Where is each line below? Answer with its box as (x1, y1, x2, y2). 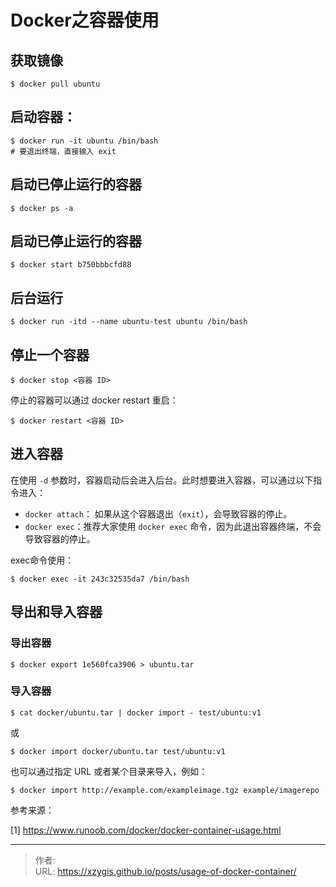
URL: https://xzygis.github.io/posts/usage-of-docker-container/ (34, 865, 297, 877)
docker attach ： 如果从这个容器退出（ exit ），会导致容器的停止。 (24, 507, 293, 520)
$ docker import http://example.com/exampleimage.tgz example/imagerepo (10, 785, 320, 795)
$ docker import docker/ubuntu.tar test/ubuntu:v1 (10, 746, 226, 756)
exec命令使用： (10, 554, 75, 566)
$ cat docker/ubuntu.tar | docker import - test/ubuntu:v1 (10, 707, 262, 718)
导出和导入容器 (10, 604, 103, 621)
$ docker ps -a (10, 203, 74, 213)
